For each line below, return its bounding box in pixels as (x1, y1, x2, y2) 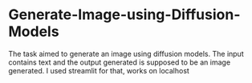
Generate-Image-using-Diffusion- (8, 6, 241, 24)
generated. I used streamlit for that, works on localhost (8, 65, 190, 75)
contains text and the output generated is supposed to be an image (8, 57, 231, 67)
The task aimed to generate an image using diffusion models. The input (8, 49, 244, 58)
